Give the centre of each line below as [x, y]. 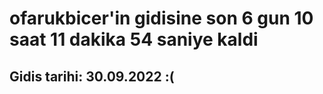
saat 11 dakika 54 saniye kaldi [134, 39]
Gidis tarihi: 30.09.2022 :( [92, 76]
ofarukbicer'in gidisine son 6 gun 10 [161, 18]
